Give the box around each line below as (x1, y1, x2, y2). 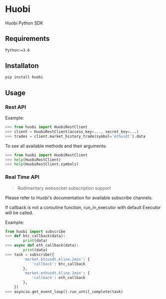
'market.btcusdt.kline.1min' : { (23, 257, 90, 262)
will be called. (5, 210, 33, 216)
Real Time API (5, 174, 40, 181)
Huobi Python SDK (5, 20, 43, 26)
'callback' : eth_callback (31, 276, 85, 281)
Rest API (5, 103, 26, 110)
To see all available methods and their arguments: (5, 143, 107, 149)
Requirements (5, 34, 50, 43)
